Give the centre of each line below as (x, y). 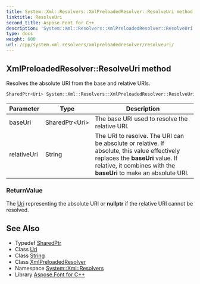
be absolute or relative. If (130, 143)
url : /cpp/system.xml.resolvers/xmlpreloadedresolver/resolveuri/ (90, 45)
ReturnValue (24, 191)
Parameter (24, 109)
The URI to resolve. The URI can (140, 135)
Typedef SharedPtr (38, 243)
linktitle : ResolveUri (34, 17)
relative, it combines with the (135, 165)
